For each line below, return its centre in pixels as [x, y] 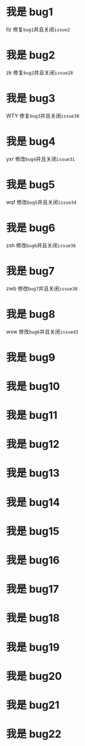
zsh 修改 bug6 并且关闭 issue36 [41, 245]
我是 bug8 [31, 314]
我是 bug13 [33, 473]
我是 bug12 [33, 444]
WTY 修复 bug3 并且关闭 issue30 [43, 115]
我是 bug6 [31, 227]
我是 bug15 [33, 531]
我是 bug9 [31, 357]
